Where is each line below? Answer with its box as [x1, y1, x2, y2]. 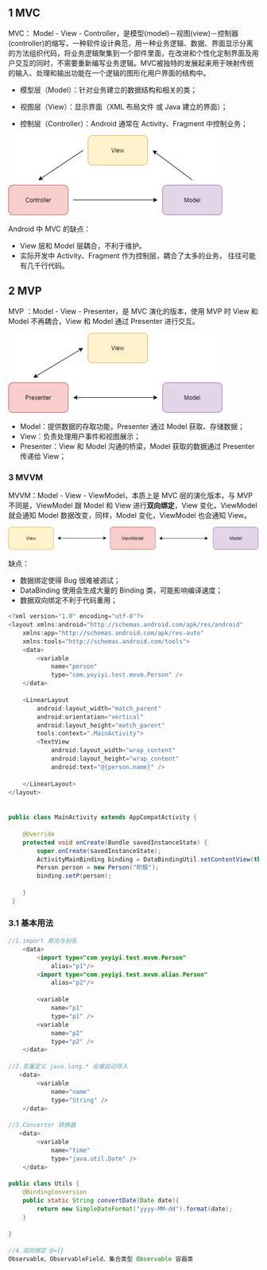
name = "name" [50, 1087, 91, 1095]
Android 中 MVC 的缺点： [8, 224, 91, 234]
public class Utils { [8, 1179, 80, 1188]
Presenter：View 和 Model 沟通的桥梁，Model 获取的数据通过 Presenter [19, 441, 255, 451]
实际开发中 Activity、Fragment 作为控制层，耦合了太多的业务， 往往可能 [19, 250, 257, 261]
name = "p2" [50, 1029, 83, 1037]
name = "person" [50, 662, 98, 670]
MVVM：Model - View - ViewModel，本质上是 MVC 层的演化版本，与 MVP [8, 490, 253, 500]
